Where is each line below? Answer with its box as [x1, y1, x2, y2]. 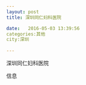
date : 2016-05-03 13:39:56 [6, 25, 80, 31]
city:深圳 [6, 37, 29, 43]
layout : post [6, 8, 39, 15]
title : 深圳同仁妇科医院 [6, 14, 62, 20]
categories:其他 [6, 31, 45, 37]
